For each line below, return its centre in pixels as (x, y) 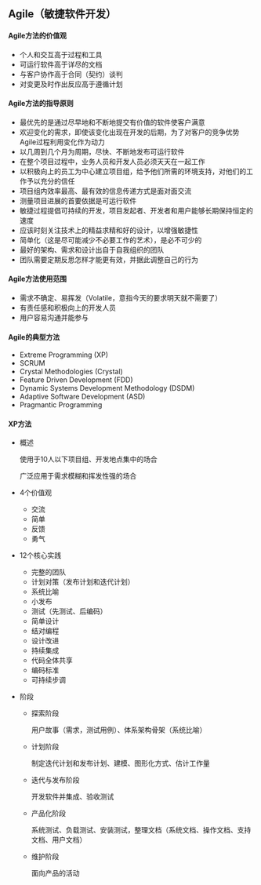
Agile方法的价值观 (37, 35)
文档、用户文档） (59, 840)
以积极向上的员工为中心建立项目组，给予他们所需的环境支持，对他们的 (133, 171)
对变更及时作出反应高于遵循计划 (71, 84)
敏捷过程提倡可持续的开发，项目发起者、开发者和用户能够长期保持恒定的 (136, 210)
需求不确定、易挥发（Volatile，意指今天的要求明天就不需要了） (120, 298)
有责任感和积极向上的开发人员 (67, 308)
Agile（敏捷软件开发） (62, 14)
